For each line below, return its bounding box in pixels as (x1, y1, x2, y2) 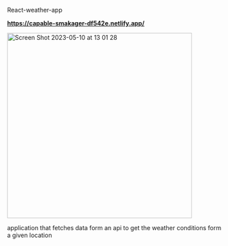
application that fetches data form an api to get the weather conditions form (7, 224, 222, 232)
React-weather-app (7, 6, 63, 14)
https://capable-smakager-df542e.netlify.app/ (7, 19, 145, 27)
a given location (7, 231, 53, 239)
